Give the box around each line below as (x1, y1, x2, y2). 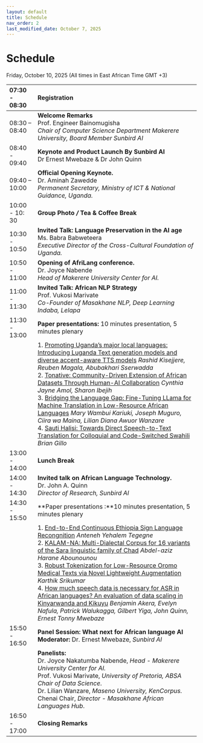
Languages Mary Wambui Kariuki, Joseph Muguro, (37, 409, 182, 417)
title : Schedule (6, 14, 47, 21)
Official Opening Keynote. (37, 169, 114, 177)
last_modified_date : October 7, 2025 (6, 25, 101, 32)
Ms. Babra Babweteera (37, 234, 102, 242)
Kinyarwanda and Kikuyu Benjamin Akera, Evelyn (37, 599, 177, 608)
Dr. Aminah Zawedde (37, 176, 98, 185)
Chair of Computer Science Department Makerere (37, 126, 179, 135)
